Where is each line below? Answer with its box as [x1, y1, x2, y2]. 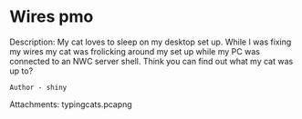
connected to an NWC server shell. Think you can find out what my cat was [9, 55, 294, 66]
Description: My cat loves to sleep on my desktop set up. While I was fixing [9, 36, 292, 47]
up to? [9, 65, 34, 76]
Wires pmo [9, 6, 94, 27]
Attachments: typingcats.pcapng [9, 98, 132, 110]
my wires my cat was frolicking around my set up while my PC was [9, 45, 260, 56]
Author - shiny [9, 83, 68, 92]
